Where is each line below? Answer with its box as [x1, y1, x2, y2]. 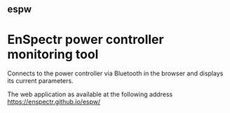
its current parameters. [7, 77, 74, 85]
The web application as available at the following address [7, 90, 173, 98]
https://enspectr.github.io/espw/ [7, 98, 101, 106]
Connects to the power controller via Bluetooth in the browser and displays [7, 69, 224, 77]
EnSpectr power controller [7, 31, 164, 47]
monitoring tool [7, 46, 99, 62]
